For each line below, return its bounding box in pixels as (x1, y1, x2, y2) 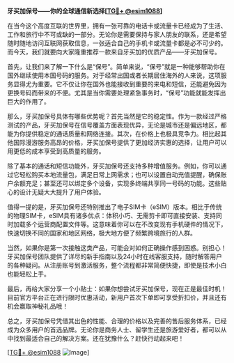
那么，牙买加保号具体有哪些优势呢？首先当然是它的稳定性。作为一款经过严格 (7, 112, 227, 121)
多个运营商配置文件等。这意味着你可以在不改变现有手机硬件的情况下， (25, 220, 227, 229)
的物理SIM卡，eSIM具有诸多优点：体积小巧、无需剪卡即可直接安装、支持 (7, 212, 216, 219)
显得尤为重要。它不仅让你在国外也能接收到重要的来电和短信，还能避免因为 (13, 80, 227, 88)
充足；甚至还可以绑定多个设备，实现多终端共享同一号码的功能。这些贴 (25, 179, 227, 187)
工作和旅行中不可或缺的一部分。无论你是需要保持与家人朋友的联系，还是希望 (7, 31, 227, 38)
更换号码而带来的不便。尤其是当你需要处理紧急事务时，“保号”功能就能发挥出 (7, 88, 226, 97)
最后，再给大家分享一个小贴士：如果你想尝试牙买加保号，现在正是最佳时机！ (7, 285, 227, 293)
